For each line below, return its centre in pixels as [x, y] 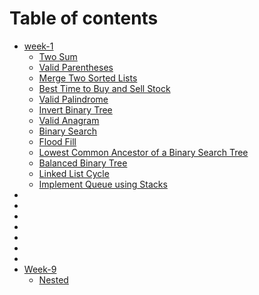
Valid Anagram [69, 120]
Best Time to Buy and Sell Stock [104, 88]
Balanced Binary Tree [83, 163]
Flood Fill [57, 141]
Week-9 [40, 269]
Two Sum [58, 56]
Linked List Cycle [74, 173]
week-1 [38, 46]
